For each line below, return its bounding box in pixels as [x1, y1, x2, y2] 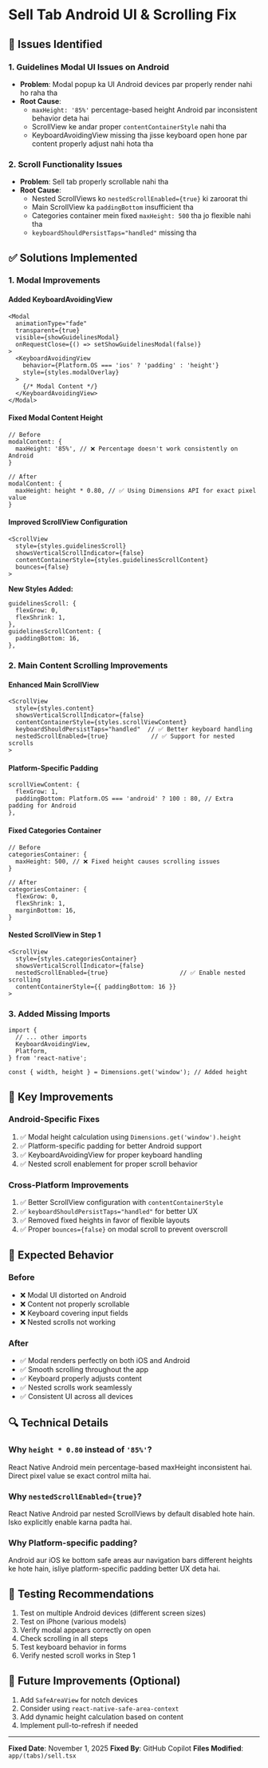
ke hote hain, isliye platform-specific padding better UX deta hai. [8, 1564, 221, 1574]
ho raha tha [19, 88, 58, 97]
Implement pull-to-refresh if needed [19, 1721, 139, 1730]
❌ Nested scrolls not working [19, 1317, 116, 1326]
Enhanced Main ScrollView [8, 680, 100, 689]
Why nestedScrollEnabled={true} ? [8, 1491, 142, 1502]
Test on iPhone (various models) [19, 1617, 127, 1627]
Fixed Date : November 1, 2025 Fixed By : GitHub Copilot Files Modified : [8, 1743, 244, 1753]
